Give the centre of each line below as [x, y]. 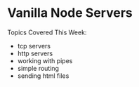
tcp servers [34, 46]
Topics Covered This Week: [47, 32]
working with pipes [45, 60]
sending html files [43, 76]
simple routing [38, 68]
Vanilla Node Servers [70, 13]
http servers [35, 53]
